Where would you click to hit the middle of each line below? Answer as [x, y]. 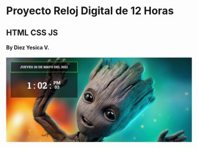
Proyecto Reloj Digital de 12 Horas [90, 11]
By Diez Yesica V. [28, 48]
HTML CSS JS [32, 33]
